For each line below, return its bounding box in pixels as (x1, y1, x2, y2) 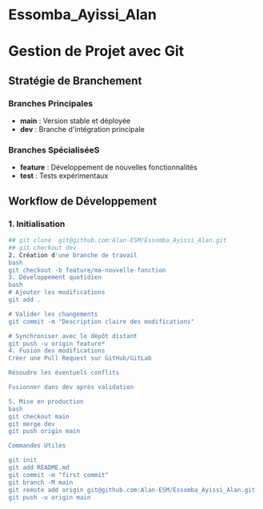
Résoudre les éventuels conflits (8, 369, 120, 377)
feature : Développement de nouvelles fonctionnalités (19, 162, 197, 173)
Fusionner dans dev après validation (8, 384, 134, 392)
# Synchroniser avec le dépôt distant (8, 332, 137, 340)
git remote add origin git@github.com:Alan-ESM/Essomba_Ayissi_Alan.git (8, 486, 256, 494)
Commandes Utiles (8, 442, 66, 450)
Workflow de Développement (8, 194, 157, 208)
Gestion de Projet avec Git (8, 42, 185, 61)
